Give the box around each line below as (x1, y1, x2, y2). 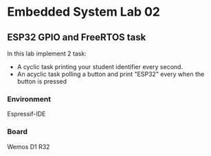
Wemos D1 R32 (7, 142, 50, 151)
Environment (7, 94, 52, 103)
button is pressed (16, 77, 67, 86)
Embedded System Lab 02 (7, 4, 160, 20)
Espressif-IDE (7, 110, 46, 118)
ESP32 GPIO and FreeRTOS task (7, 31, 146, 43)
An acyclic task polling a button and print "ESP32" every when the (16, 70, 205, 78)
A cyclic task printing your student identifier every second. (16, 63, 184, 70)
